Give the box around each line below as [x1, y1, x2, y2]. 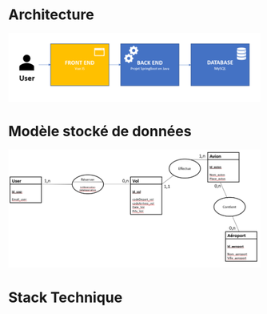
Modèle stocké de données [8, 122, 192, 140]
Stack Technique [8, 288, 123, 306]
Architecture [8, 6, 94, 24]
